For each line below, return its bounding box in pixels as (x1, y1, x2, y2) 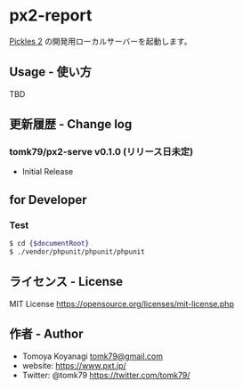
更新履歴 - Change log (9, 117, 133, 132)
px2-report (9, 5, 93, 26)
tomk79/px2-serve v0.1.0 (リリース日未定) (9, 146, 194, 158)
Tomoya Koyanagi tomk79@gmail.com (21, 351, 163, 361)
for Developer (9, 192, 87, 207)
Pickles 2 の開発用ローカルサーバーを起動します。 (9, 36, 192, 46)
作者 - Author (9, 327, 84, 342)
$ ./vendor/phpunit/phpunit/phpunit (9, 247, 145, 256)
